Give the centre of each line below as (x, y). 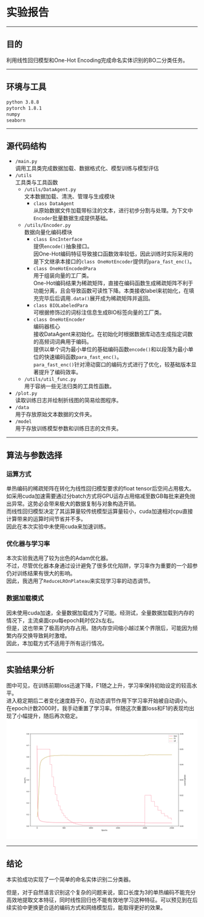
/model (23, 422)
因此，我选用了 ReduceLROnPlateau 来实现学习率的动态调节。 (80, 581)
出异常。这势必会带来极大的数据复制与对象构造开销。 (73, 504)
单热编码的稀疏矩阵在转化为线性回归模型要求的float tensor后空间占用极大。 (100, 489)
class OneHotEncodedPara (65, 269)
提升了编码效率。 (60, 372)
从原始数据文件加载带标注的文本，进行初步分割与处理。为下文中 (113, 211)
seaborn (16, 120)
